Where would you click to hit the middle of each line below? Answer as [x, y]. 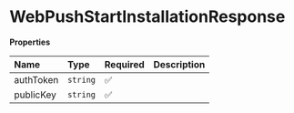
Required [124, 64]
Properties [30, 42]
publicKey [35, 95]
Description [179, 64]
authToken [36, 79]
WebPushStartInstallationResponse [147, 17]
